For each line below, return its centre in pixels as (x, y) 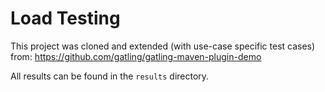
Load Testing (65, 18)
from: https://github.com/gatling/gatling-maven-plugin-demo (136, 56)
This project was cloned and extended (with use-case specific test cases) (163, 46)
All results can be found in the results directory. (110, 76)
